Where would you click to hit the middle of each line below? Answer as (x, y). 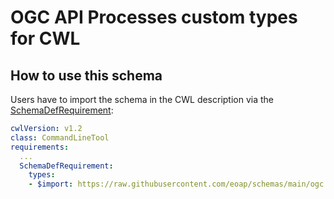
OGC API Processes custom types (154, 17)
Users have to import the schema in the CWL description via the (142, 99)
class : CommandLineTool (60, 137)
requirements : (40, 147)
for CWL (45, 38)
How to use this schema (86, 75)
